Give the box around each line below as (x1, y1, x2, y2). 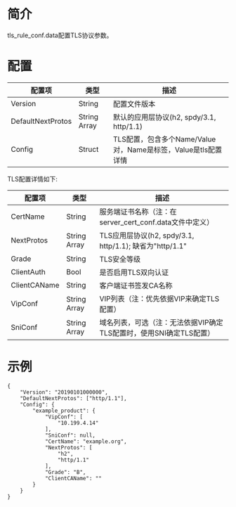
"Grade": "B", (44, 468, 86, 475)
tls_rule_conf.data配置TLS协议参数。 (7, 31, 113, 39)
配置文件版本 (113, 99, 156, 109)
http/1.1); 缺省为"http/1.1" (99, 240, 188, 250)
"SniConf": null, (44, 432, 96, 439)
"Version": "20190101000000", (20, 388, 109, 396)
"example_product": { (32, 407, 96, 414)
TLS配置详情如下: (7, 174, 58, 183)
